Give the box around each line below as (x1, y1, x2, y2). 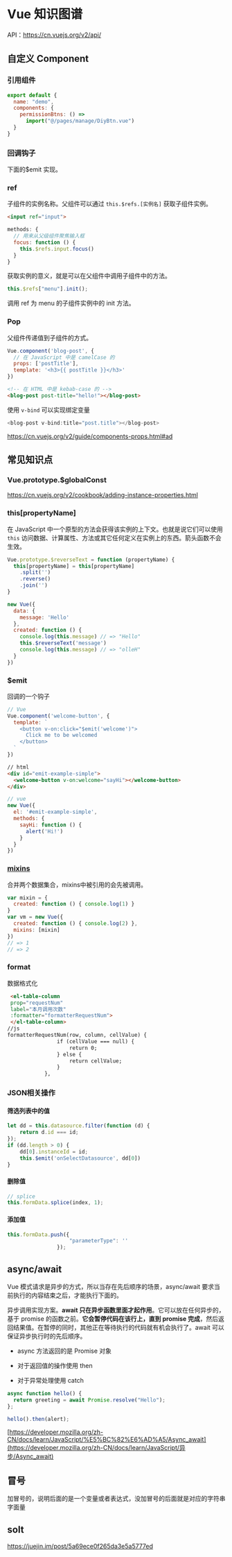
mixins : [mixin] (13, 926, 60, 933)
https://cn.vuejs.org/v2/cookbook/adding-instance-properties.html (7, 491, 199, 499)
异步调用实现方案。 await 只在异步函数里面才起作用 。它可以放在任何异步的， (7, 1306, 225, 1314)
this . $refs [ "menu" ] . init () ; (7, 285, 89, 292)
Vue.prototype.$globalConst (7, 475, 107, 485)
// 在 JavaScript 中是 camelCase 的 (13, 353, 116, 361)
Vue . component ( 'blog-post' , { (7, 347, 95, 354)
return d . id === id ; (19, 1129, 79, 1136)
